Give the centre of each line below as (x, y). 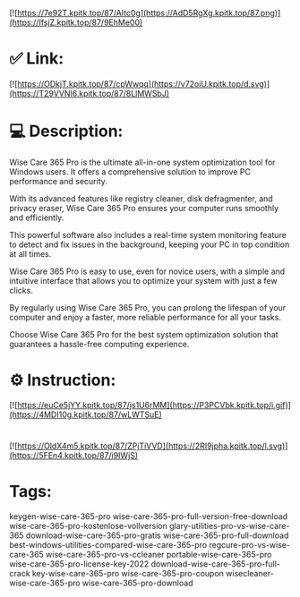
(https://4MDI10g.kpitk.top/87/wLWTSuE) (86, 414)
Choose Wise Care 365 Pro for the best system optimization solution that (144, 334)
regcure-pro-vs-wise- (250, 544)
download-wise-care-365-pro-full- (215, 564)
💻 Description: (66, 131)
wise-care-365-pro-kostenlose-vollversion (88, 525)
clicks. (21, 290)
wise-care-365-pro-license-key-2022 (79, 564)
